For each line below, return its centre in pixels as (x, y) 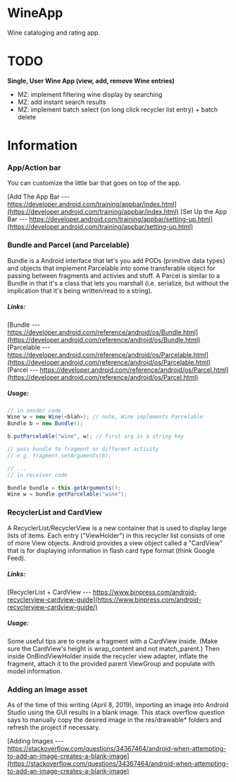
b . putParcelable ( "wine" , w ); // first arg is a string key (96, 436)
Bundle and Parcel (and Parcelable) (69, 245)
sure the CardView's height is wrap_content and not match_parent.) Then (113, 648)
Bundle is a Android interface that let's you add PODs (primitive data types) (116, 260)
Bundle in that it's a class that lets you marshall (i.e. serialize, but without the (118, 283)
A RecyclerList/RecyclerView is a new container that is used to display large (117, 527)
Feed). (17, 558)
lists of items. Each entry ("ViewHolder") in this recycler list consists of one (116, 535)
